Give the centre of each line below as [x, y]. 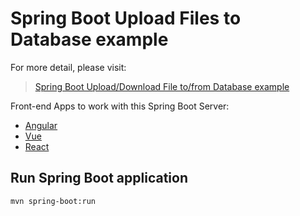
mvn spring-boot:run [53, 201]
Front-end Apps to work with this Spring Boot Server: [120, 106]
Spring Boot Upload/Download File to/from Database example [162, 86]
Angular [41, 125]
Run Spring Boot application [99, 178]
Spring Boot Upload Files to [126, 18]
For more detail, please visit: [68, 67]
